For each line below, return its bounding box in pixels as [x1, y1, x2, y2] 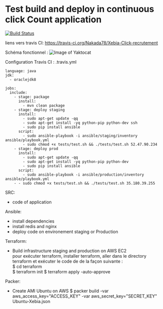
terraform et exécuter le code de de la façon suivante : [12, 258, 123, 264]
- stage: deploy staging [14, 107, 65, 112]
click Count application [5, 14, 102, 25]
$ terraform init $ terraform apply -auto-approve [12, 269, 111, 274]
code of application [12, 199, 52, 205]
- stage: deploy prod [14, 146, 58, 151]
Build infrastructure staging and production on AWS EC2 [12, 248, 127, 254]
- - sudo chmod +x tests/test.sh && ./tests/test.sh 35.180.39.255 [14, 181, 155, 186]
